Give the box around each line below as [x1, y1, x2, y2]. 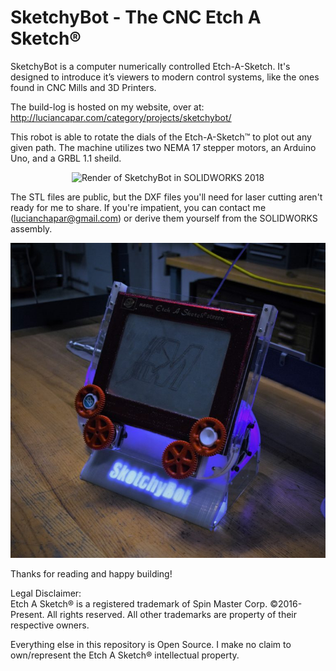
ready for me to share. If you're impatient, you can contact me [10, 201, 267, 213]
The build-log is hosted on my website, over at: [10, 101, 205, 113]
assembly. [10, 222, 53, 235]
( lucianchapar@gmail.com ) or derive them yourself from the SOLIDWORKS [10, 212, 318, 224]
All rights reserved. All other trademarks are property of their [46, 608, 298, 620]
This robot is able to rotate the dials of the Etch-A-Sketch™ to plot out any [10, 131, 312, 143]
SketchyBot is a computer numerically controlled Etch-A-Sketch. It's [10, 60, 291, 72]
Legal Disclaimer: [10, 587, 82, 599]
